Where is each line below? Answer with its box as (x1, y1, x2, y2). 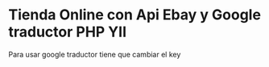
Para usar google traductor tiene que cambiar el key (8, 49, 181, 59)
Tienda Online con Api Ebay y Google (8, 6, 262, 24)
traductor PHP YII (8, 23, 127, 41)
